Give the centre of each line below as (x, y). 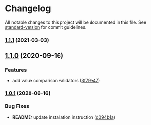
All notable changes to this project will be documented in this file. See (76, 22)
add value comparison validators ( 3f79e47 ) (56, 80)
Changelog (28, 9)
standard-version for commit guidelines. (46, 27)
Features (16, 70)
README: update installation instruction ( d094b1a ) (64, 117)
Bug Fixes (17, 106)
